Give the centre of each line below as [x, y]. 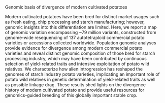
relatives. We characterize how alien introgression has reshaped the [74, 69]
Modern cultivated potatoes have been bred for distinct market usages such [82, 17]
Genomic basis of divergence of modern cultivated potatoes [66, 7]
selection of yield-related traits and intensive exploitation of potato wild [77, 64]
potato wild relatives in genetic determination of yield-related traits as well [80, 79]
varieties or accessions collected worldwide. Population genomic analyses [81, 43]
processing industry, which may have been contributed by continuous [76, 58]
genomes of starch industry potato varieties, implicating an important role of [82, 74]
